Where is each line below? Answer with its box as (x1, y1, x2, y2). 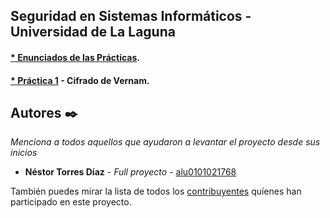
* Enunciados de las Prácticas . (10, 51, 140, 63)
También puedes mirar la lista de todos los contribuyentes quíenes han (10, 185, 302, 198)
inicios (10, 147, 38, 159)
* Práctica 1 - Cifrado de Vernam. (10, 74, 150, 86)
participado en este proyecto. (10, 196, 132, 208)
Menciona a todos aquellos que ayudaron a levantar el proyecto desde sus (10, 136, 321, 148)
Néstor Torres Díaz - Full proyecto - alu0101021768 (24, 166, 237, 178)
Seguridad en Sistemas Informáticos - (10, 8, 252, 25)
